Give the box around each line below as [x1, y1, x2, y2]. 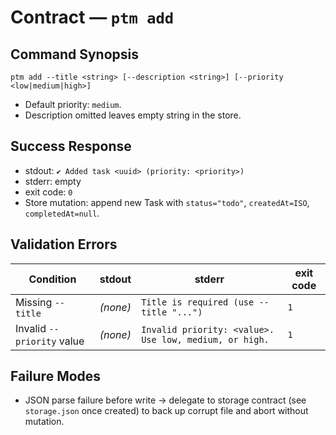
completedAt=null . [24, 207, 100, 219]
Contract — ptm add [10, 6, 175, 29]
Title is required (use [141, 296, 255, 308]
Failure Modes [10, 368, 102, 385]
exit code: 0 [24, 186, 73, 198]
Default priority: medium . [24, 99, 122, 110]
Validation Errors [10, 236, 118, 253]
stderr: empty [24, 175, 82, 187]
